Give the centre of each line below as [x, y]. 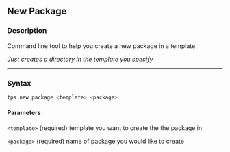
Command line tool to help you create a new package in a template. [102, 46]
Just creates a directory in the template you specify [80, 59]
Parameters [24, 113]
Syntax [19, 83]
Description [27, 31]
